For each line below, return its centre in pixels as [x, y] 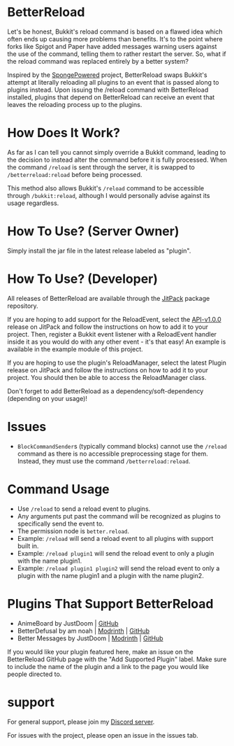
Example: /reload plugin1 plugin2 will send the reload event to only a [118, 568]
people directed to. [35, 674]
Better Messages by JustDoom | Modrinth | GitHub [90, 638]
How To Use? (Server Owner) [93, 231]
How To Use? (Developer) [83, 279]
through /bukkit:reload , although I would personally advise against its [109, 195]
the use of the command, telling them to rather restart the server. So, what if [117, 54]
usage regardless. [33, 203]
